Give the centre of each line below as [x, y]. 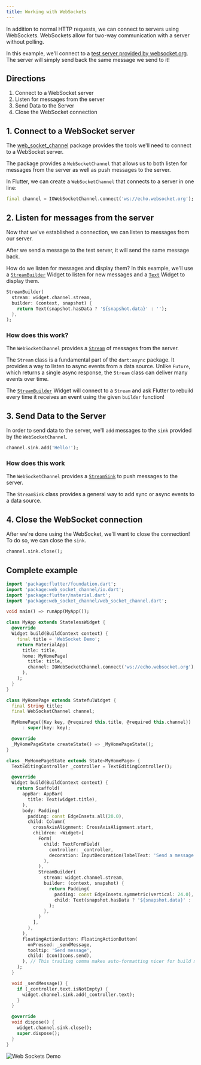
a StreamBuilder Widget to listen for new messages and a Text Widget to [96, 275]
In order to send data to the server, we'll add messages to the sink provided [99, 431]
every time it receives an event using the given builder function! [85, 397]
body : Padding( [41, 811]
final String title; [37, 706]
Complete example [42, 570]
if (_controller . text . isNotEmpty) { [63, 989]
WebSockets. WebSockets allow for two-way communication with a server [98, 35]
